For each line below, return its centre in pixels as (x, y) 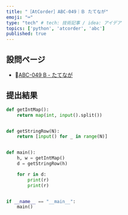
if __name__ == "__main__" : (41, 201)
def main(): (21, 152)
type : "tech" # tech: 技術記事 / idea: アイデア (64, 23)
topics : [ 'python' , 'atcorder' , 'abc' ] (56, 28)
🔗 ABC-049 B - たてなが (44, 74)
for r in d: (32, 174)
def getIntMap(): (28, 110)
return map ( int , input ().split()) (60, 115)
